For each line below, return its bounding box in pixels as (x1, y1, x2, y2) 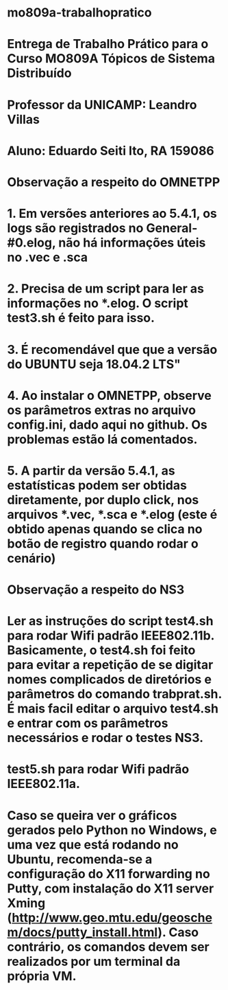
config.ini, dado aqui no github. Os (7, 417, 207, 432)
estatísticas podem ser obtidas (7, 477, 187, 493)
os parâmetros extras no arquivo (7, 402, 197, 418)
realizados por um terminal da (7, 954, 181, 969)
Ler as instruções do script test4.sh (7, 614, 214, 629)
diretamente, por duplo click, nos (7, 492, 199, 508)
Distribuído (7, 65, 72, 81)
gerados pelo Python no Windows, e (7, 822, 217, 837)
